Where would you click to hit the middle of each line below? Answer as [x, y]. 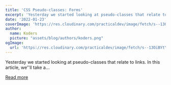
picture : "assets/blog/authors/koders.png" [56, 38]
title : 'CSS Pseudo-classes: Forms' [44, 10]
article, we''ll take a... [27, 67]
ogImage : [15, 43]
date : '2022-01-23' [26, 19]
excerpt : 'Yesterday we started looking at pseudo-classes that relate [83, 15]
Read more [17, 77]
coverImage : [18, 24]
